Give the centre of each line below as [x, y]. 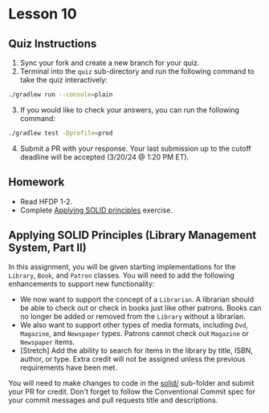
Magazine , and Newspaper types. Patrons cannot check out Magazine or [134, 334]
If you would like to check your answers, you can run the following [129, 110]
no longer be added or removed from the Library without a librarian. [133, 317]
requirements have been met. [69, 368]
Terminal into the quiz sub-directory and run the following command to [137, 71]
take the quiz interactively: [64, 80]
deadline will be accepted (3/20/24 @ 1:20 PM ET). [104, 156]
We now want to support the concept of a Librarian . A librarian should [137, 300]
